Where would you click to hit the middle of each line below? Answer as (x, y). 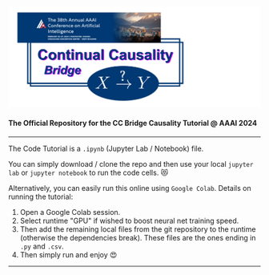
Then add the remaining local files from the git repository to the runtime (138, 229)
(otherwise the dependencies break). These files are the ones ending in (138, 237)
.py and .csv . (42, 246)
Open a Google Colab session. (70, 212)
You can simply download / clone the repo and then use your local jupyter (131, 164)
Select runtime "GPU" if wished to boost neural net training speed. (129, 220)
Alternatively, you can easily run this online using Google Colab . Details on (130, 188)
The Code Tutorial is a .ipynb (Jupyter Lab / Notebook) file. (106, 148)
